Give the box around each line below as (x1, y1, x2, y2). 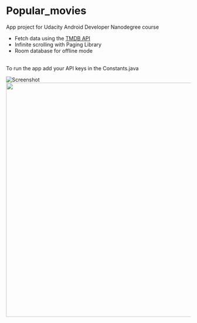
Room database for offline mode (14, 47, 93, 54)
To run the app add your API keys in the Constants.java (6, 64, 139, 71)
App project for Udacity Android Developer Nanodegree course (6, 23, 159, 30)
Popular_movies (6, 4, 87, 18)
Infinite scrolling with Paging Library (14, 41, 101, 48)
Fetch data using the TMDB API (14, 35, 91, 42)
